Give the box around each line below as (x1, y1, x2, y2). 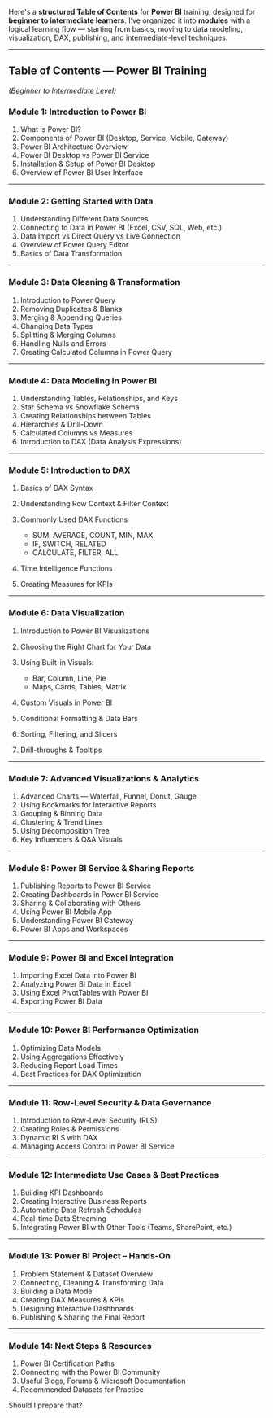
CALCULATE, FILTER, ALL (32, 548, 119, 558)
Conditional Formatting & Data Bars (19, 713, 138, 723)
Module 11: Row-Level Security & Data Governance (8, 1096, 212, 1108)
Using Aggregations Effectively (19, 1052, 124, 1061)
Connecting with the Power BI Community (19, 1367, 161, 1376)
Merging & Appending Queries (19, 313, 122, 322)
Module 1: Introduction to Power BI (8, 106, 147, 117)
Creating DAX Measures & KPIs (19, 1294, 125, 1305)
